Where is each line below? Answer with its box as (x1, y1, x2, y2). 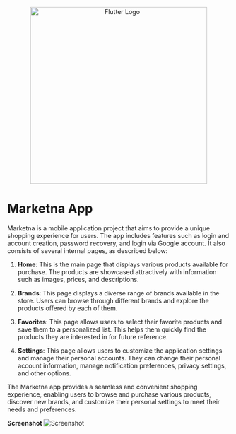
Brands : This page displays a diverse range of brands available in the (17, 288, 220, 297)
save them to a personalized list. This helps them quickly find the (17, 325, 207, 334)
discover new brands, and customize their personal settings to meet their (7, 397, 220, 406)
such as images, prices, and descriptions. (17, 275, 139, 283)
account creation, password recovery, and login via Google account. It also (7, 239, 226, 247)
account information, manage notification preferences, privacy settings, (17, 361, 227, 370)
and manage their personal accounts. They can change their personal (17, 353, 221, 362)
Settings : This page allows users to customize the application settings (17, 346, 223, 355)
